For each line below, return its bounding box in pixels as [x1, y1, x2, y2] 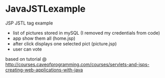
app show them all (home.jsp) [12, 35, 76, 41]
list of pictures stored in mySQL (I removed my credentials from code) [12, 30, 160, 36]
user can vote [12, 46, 42, 52]
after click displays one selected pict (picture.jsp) [12, 40, 117, 46]
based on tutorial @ [5, 56, 47, 62]
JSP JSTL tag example [5, 20, 53, 26]
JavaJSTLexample [5, 3, 86, 15]
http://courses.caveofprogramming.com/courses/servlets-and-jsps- [5, 61, 150, 67]
